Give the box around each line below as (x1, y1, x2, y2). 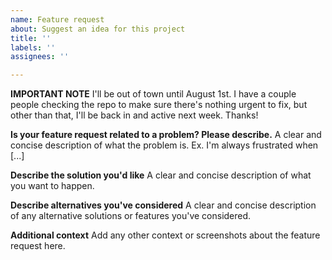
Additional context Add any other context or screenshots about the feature (10, 229, 321, 241)
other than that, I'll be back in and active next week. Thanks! (10, 109, 259, 121)
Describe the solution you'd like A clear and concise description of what (10, 169, 312, 181)
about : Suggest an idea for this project (10, 24, 186, 34)
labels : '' (10, 42, 56, 53)
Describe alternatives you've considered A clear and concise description (10, 199, 317, 211)
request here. (10, 240, 66, 252)
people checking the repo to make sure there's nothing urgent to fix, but (10, 99, 308, 111)
